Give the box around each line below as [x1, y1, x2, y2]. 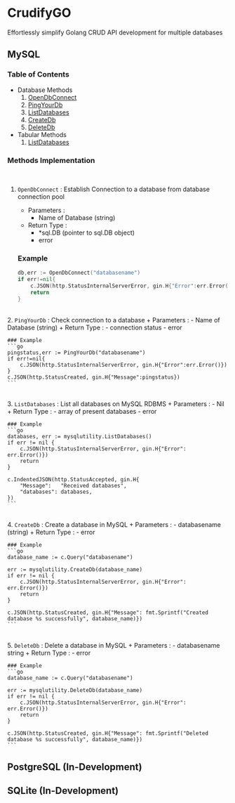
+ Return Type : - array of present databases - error [7, 407, 157, 415]
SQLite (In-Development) [7, 785, 119, 797]
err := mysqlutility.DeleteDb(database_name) [7, 686, 142, 693]
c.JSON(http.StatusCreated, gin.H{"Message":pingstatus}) [7, 374, 180, 381]
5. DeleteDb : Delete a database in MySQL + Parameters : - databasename [7, 641, 220, 649]
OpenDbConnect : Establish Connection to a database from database [17, 185, 210, 193]
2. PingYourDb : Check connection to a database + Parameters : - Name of [7, 315, 221, 324]
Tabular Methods [17, 130, 67, 138]
